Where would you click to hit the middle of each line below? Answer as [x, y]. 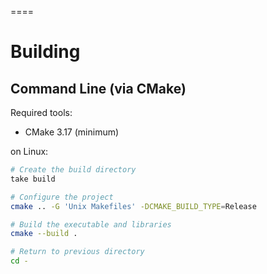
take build [33, 179]
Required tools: [41, 112]
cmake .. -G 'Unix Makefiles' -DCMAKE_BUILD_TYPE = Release [133, 206]
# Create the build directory [73, 170]
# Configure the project [62, 197]
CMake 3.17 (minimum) [72, 132]
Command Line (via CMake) [98, 88]
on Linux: [29, 151]
